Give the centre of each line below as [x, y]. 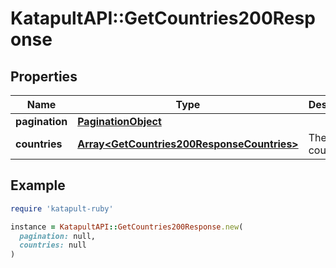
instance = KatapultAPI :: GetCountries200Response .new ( [127, 227]
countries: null [53, 245]
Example [38, 185]
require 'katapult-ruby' [62, 208]
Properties [44, 76]
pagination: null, [58, 236]
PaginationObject [119, 121]
